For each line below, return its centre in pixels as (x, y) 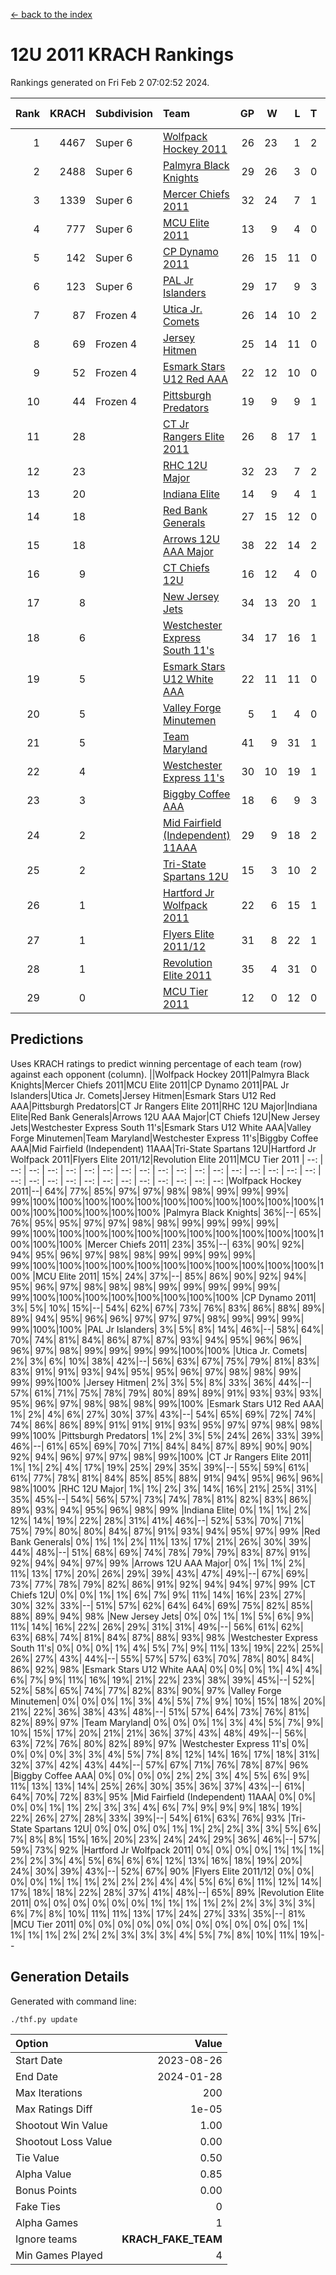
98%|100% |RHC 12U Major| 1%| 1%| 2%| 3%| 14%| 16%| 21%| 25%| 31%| (164, 1488)
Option (32, 2043)
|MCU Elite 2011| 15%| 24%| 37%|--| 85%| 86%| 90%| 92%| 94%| (169, 1276)
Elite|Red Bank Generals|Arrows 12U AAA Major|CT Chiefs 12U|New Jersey (165, 1116)
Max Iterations (49, 2092)
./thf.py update (44, 2019)
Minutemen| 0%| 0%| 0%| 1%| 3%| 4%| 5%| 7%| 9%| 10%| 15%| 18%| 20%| (168, 1701)
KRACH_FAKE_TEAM (172, 2239)
